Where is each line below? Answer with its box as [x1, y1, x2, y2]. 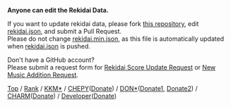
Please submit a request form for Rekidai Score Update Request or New [7, 63, 216, 71]
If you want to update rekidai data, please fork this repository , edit [7, 20, 199, 27]
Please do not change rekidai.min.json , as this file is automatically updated [7, 34, 225, 43]
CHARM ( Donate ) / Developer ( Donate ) [7, 92, 117, 100]
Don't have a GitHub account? [7, 56, 95, 64]
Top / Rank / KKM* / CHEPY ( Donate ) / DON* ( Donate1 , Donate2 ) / [7, 84, 198, 92]
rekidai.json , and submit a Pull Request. [7, 27, 122, 35]
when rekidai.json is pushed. [7, 42, 90, 50]
